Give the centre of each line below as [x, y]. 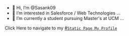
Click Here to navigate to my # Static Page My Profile [61, 28]
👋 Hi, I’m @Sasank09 [34, 8]
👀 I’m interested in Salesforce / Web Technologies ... [66, 13]
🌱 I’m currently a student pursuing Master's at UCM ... [68, 18]
